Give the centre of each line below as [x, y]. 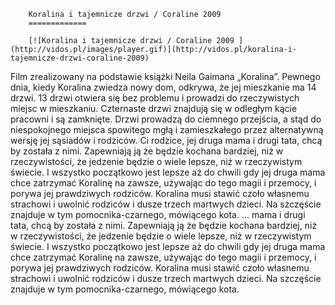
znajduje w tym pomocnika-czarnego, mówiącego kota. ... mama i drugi [158, 214]
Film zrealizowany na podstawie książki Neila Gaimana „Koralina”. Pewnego [165, 76]
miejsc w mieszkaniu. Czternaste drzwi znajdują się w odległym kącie [154, 108]
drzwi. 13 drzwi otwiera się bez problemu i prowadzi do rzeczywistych [155, 98]
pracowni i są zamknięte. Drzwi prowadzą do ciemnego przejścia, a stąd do [166, 119]
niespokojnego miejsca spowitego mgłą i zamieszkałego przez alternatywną [167, 129]
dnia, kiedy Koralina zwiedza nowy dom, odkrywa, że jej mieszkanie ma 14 [163, 87]
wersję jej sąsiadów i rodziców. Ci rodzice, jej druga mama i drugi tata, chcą [166, 140]
